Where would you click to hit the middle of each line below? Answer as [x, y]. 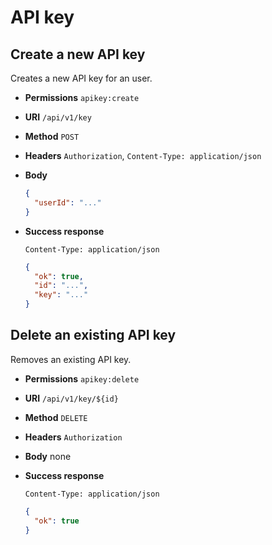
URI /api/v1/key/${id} [71, 398]
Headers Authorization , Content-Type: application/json [143, 155]
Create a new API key [78, 54]
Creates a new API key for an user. [81, 78]
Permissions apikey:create [82, 97]
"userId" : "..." [68, 202]
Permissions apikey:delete [82, 378]
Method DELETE [56, 417]
